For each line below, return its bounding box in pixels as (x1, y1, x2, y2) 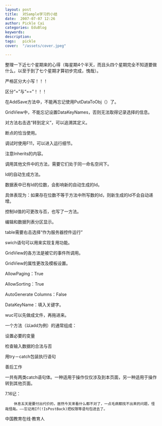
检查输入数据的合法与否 (5, 343, 52, 349)
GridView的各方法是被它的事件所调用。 (5, 250, 84, 256)
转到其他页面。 (5, 380, 35, 386)
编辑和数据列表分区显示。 (5, 219, 56, 225)
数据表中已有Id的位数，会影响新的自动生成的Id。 (5, 181, 102, 188)
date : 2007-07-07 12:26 (5, 16, 55, 21)
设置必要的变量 (5, 332, 35, 339)
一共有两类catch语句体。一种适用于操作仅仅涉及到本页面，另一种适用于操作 (5, 374, 157, 380)
